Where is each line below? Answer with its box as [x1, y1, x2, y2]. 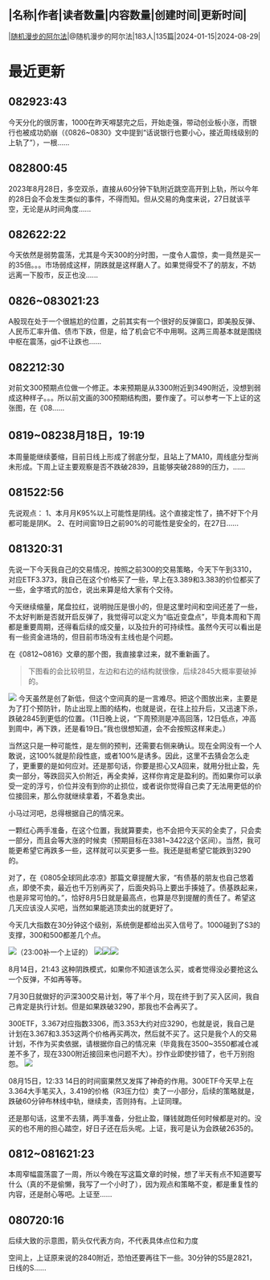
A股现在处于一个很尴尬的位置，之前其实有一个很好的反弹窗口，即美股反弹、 [8, 317, 260, 326]
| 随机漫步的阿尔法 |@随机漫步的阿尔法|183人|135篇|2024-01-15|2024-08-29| [8, 31, 261, 41]
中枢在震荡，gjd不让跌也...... [8, 337, 102, 346]
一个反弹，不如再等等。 [8, 974, 86, 984]
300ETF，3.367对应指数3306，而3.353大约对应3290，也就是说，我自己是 [8, 1018, 256, 1028]
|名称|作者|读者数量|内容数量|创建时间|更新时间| [8, 8, 247, 23]
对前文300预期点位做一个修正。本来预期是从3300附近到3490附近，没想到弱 [8, 383, 261, 393]
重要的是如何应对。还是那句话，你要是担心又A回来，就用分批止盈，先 [29, 760, 260, 770]
